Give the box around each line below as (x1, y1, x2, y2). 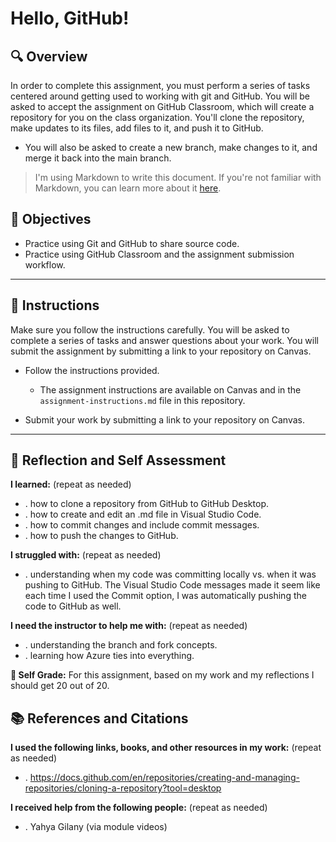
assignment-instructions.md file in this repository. (39, 394, 246, 406)
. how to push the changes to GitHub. (24, 530, 179, 542)
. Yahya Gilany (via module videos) (24, 821, 168, 833)
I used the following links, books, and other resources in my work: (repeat (10, 742, 322, 754)
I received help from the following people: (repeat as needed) (10, 802, 268, 814)
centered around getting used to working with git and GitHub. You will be (10, 90, 311, 102)
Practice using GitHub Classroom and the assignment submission (24, 248, 295, 260)
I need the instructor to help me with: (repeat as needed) (10, 620, 248, 632)
